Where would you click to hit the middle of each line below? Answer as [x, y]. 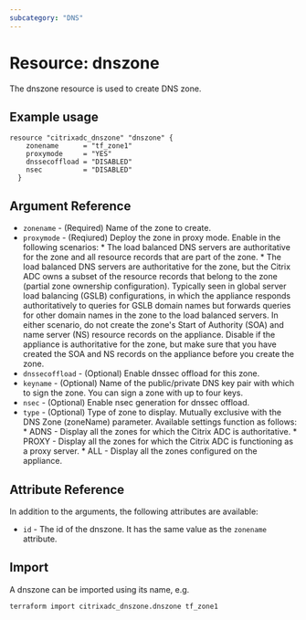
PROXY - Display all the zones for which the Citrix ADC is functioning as [158, 441]
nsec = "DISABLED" [79, 170]
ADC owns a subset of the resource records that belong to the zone [150, 277]
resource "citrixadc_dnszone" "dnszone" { [91, 138]
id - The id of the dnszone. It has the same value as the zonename [145, 529]
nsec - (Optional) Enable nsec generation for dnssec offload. [136, 403]
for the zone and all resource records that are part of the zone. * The [152, 257]
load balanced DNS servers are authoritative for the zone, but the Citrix [156, 267]
